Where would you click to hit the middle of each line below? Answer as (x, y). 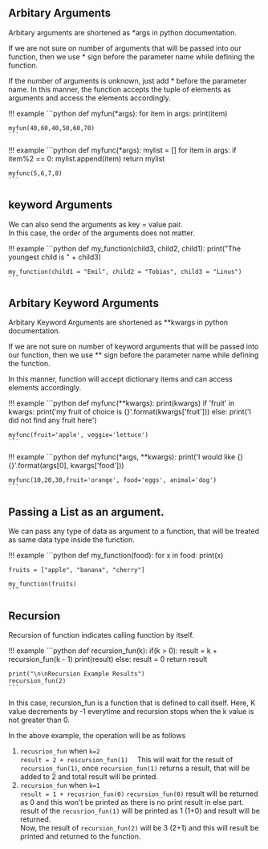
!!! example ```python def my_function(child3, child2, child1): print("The (125, 248)
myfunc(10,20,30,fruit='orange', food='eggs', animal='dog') (113, 480)
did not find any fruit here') (53, 420)
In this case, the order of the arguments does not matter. (102, 233)
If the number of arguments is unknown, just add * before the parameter (128, 80)
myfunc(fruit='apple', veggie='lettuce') (79, 435)
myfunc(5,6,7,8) (35, 173)
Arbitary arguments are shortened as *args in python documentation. (122, 32)
